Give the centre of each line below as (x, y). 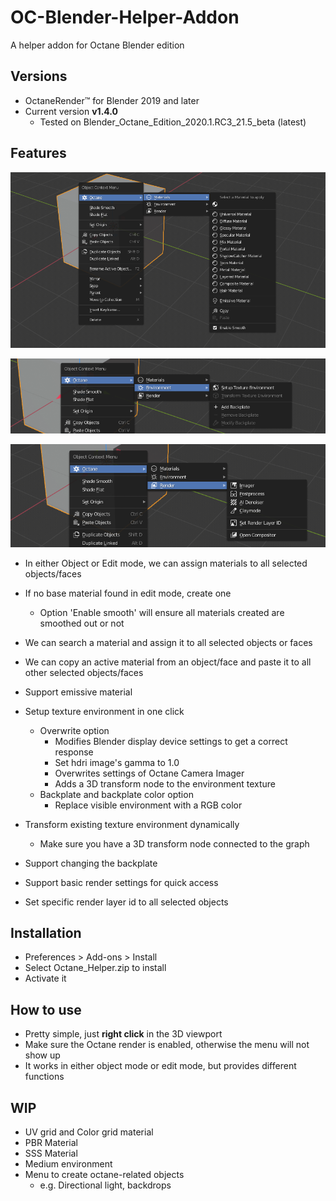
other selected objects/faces (84, 672)
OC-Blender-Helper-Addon (125, 17)
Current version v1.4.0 (71, 111)
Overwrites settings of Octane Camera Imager (149, 773)
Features (38, 153)
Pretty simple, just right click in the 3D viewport (123, 1034)
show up (42, 1055)
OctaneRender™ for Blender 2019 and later (112, 100)
